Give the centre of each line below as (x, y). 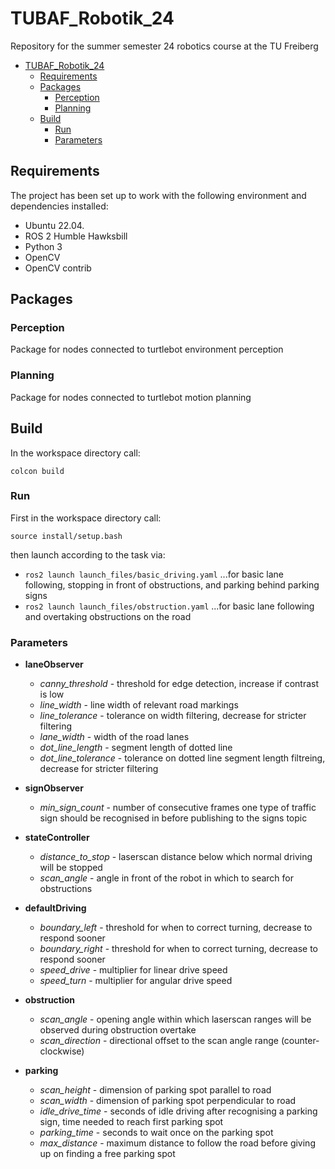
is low (52, 694)
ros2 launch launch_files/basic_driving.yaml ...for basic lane (154, 574)
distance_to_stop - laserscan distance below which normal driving (176, 857)
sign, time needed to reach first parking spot (131, 1122)
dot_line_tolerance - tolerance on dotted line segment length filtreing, (182, 758)
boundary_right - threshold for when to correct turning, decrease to (178, 949)
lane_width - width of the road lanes (114, 737)
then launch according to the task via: (88, 554)
